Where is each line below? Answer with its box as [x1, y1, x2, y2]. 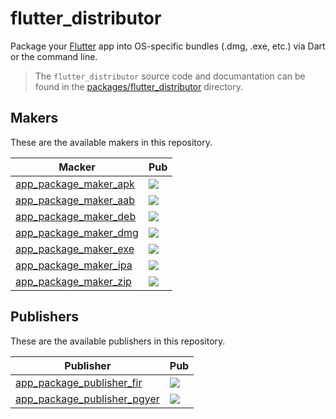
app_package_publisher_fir [15, 375, 143, 389]
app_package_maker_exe [15, 242, 135, 256]
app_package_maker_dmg [15, 225, 139, 239]
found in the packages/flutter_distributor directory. [34, 80, 243, 92]
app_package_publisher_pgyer [15, 392, 160, 406]
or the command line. [10, 50, 98, 62]
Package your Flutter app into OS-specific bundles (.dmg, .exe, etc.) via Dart [10, 40, 326, 52]
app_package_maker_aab [15, 193, 136, 207]
